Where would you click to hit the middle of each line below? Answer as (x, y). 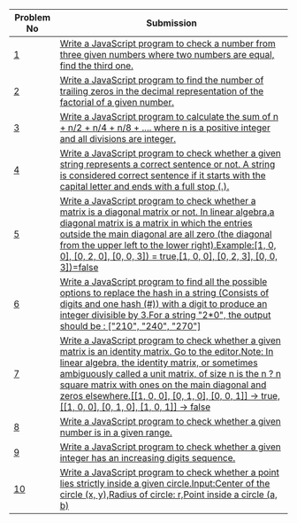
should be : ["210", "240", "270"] (130, 326)
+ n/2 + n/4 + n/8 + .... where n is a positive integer (165, 128)
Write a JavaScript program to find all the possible (164, 281)
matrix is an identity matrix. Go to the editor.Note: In (167, 351)
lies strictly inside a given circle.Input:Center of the (165, 484)
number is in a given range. (116, 432)
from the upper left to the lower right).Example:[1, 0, (168, 245)
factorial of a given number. (117, 102)
